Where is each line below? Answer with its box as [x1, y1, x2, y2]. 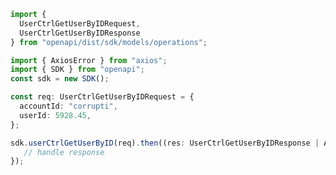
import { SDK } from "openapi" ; [10, 65, 145, 75]
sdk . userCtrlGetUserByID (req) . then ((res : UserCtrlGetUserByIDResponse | [10, 138, 320, 148]
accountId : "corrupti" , [19, 101, 118, 111]
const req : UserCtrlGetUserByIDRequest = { [10, 92, 195, 102]
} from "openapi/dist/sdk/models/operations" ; [10, 37, 208, 47]
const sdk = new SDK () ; [10, 74, 110, 84]
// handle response [23, 147, 105, 157]
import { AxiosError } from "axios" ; [10, 55, 168, 65]
